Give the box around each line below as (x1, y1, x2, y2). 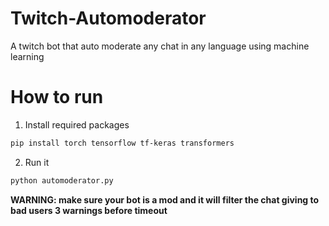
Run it (24, 156, 50, 168)
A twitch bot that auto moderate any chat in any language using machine (10, 40, 310, 52)
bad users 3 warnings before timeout (10, 204, 168, 216)
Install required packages (24, 118, 130, 131)
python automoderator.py (10, 175, 114, 186)
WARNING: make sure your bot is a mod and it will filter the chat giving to (10, 193, 320, 206)
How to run (10, 86, 104, 109)
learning (10, 50, 45, 62)
